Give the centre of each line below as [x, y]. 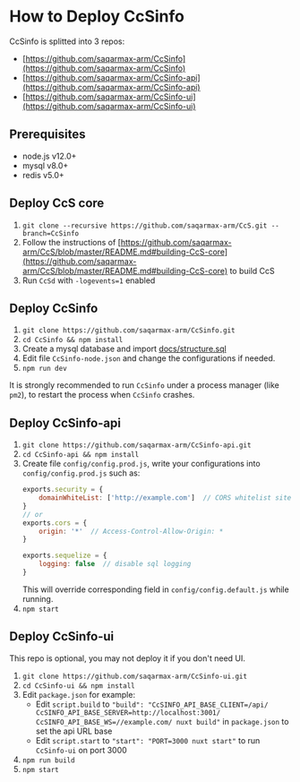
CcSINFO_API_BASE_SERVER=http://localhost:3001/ [128, 713]
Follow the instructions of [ [71, 242]
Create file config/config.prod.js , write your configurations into [141, 464]
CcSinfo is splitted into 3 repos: [67, 41]
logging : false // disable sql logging [115, 564]
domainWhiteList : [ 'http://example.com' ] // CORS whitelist [155, 498]
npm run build [48, 760]
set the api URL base [74, 731]
